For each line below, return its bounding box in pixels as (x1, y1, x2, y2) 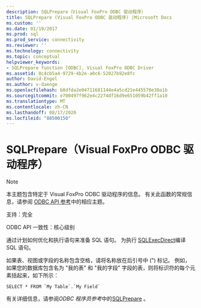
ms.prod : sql (6, 31, 39, 37)
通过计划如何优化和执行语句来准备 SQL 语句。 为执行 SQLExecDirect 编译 (6, 236, 186, 244)
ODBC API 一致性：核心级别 (6, 224, 75, 231)
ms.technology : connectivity (6, 48, 79, 54)
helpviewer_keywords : (6, 59, 61, 65)
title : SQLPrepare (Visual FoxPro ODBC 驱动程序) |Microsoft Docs (6, 14, 172, 20)
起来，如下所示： (16, 272, 59, 279)
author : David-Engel (6, 76, 58, 82)
